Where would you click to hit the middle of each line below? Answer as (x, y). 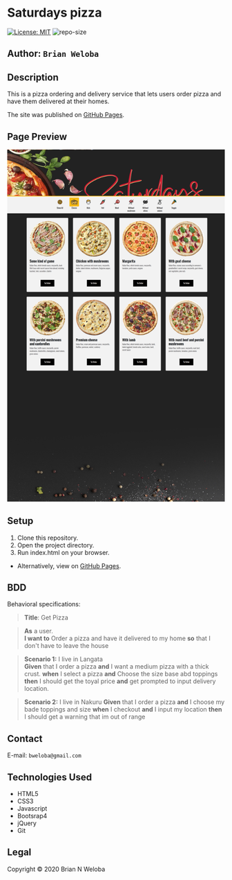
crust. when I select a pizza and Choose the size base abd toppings (121, 674)
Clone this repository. (48, 538)
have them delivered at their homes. (58, 101)
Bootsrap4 (32, 816)
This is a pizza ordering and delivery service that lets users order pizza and (114, 94)
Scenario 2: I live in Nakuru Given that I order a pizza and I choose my (124, 702)
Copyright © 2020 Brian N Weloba (56, 869)
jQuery (27, 823)
